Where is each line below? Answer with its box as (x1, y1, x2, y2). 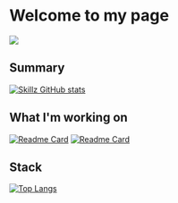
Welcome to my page (9, 5, 170, 26)
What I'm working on (9, 110, 128, 125)
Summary (9, 60, 65, 76)
